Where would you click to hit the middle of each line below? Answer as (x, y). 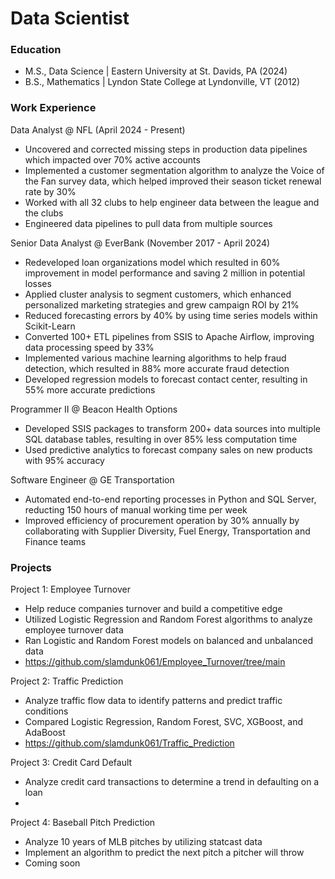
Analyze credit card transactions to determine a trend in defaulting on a (172, 782)
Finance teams (55, 541)
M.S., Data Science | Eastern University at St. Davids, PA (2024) (156, 71)
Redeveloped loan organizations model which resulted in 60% (152, 262)
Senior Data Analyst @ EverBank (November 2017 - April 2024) (140, 243)
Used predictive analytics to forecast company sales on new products (168, 449)
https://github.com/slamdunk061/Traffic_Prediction (129, 743)
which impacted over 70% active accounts (112, 159)
